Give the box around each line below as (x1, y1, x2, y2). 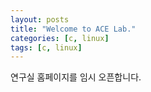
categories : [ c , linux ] (10, 33, 110, 43)
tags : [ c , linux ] (10, 42, 83, 53)
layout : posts (10, 14, 70, 25)
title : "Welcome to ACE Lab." (10, 24, 137, 34)
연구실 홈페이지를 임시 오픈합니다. (10, 71, 142, 83)
